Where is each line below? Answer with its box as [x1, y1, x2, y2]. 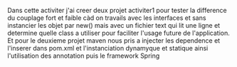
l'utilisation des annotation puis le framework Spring [7, 51, 160, 60]
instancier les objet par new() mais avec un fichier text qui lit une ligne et [7, 21, 221, 29]
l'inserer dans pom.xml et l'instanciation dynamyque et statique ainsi [7, 44, 209, 52]
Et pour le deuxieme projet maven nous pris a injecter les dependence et [7, 36, 221, 45]
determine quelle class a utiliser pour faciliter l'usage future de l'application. [7, 29, 230, 37]
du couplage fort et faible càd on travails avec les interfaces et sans [7, 14, 206, 22]
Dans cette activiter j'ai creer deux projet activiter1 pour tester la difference [7, 6, 227, 14]
